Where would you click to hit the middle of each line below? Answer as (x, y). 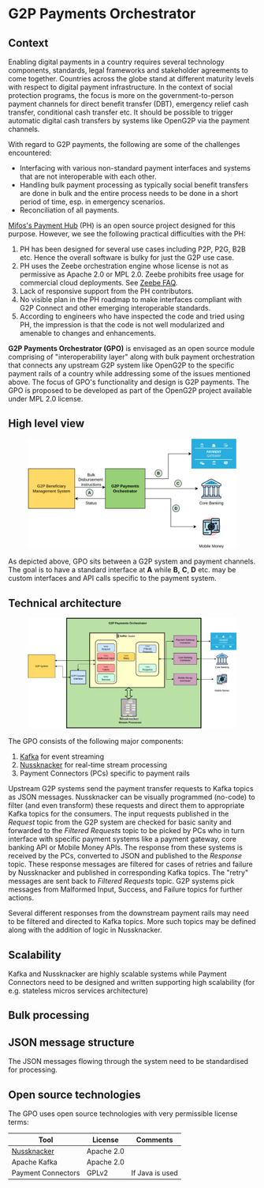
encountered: (30, 153)
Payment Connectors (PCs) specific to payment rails (105, 773)
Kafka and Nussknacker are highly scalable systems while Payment (117, 974)
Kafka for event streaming (62, 756)
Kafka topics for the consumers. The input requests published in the (119, 814)
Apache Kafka (34, 1162)
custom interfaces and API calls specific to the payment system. (112, 579)
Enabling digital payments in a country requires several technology (116, 62)
